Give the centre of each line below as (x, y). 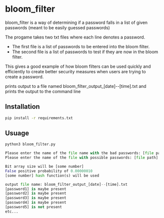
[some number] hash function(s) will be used (52, 176)
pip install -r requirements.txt (39, 118)
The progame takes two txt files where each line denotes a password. (75, 37)
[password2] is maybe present (36, 194)
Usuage (17, 133)
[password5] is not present (34, 207)
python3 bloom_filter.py (30, 144)
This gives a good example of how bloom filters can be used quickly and (78, 66)
